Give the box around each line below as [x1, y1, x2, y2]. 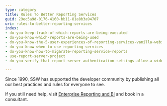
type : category [5, 7, 37, 12]
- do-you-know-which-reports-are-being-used [5, 35, 99, 40]
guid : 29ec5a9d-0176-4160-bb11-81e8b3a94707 [5, 16, 99, 21]
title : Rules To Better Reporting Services [5, 12, 97, 17]
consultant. [5, 97, 28, 103]
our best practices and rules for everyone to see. [5, 82, 105, 88]
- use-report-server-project [5, 53, 66, 59]
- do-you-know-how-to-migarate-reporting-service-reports [5, 49, 128, 54]
